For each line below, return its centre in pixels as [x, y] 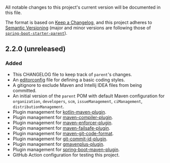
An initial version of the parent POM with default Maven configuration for [89, 96]
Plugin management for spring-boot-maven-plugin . [66, 149]
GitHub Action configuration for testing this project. [66, 155]
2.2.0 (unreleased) [36, 49]
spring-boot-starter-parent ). [36, 33]
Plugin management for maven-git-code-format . [63, 133]
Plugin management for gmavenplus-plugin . [59, 144]
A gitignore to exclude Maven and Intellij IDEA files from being [77, 85]
